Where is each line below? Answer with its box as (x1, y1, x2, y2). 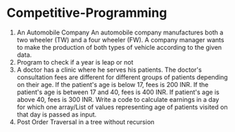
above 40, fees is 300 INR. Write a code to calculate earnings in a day (16, 95, 220, 103)
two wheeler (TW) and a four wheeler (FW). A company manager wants (16, 35, 224, 44)
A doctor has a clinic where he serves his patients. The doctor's (16, 65, 202, 74)
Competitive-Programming (6, 5, 167, 21)
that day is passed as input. (16, 110, 97, 119)
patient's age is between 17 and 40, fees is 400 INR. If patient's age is (16, 88, 220, 96)
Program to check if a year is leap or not (16, 58, 134, 66)
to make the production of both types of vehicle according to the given (16, 43, 222, 51)
